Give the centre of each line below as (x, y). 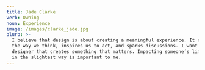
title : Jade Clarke (31, 12)
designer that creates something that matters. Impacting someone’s (101, 52)
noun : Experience (28, 23)
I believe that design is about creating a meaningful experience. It (103, 40)
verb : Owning (23, 18)
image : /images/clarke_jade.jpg (47, 29)
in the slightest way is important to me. (67, 57)
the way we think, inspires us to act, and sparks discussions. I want (105, 46)
